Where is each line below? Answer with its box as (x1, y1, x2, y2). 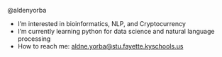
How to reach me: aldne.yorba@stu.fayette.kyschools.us (17, 42, 184, 50)
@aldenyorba (7, 6, 47, 14)
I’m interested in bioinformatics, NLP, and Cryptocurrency (17, 20, 187, 27)
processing (17, 34, 51, 43)
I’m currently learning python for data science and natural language (17, 27, 215, 35)
